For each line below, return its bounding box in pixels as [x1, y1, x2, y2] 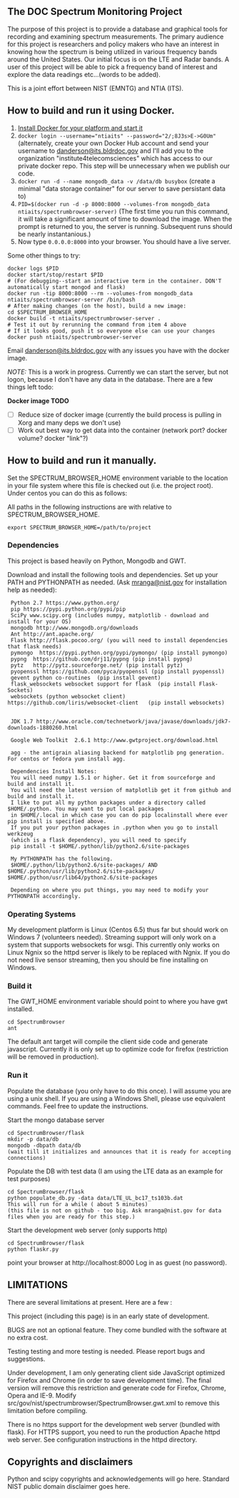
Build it [7, 981, 32, 991]
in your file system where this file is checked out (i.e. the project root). [7, 481, 213, 489]
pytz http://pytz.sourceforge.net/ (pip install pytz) [10, 661, 183, 669]
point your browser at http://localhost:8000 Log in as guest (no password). [7, 1258, 228, 1267]
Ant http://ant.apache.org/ [10, 631, 94, 638]
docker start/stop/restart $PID [7, 271, 103, 278]
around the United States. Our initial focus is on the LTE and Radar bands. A [7, 55, 230, 63]
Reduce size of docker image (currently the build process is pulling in [17, 410, 222, 419]
